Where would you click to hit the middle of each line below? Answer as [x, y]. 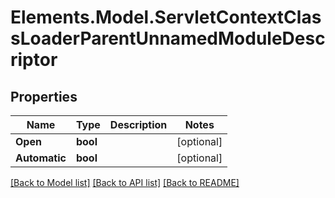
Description [138, 124]
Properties [44, 96]
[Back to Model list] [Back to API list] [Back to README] [125, 182]
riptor [34, 60]
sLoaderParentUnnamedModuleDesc [168, 38]
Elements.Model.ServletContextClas [166, 17]
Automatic [41, 158]
